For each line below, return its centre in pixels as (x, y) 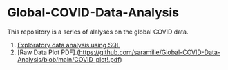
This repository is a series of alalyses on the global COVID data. (98, 32)
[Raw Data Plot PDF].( (48, 52)
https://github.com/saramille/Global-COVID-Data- (150, 52)
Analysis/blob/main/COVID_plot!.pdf (68, 59)
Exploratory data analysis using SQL (69, 45)
